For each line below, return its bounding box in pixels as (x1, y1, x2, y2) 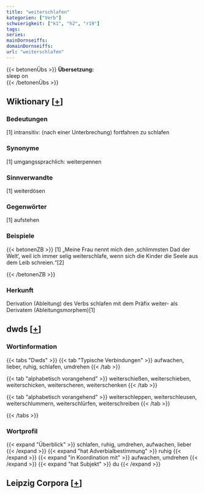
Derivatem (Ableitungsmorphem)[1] (6, 306, 96, 313)
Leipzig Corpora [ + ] (6, 478, 83, 488)
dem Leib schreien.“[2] (6, 259, 64, 266)
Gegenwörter (6, 202, 47, 211)
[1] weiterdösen (6, 188, 46, 195)
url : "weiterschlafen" (6, 49, 64, 55)
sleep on (6, 72, 29, 80)
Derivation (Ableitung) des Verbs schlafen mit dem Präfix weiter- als (6, 300, 178, 307)
